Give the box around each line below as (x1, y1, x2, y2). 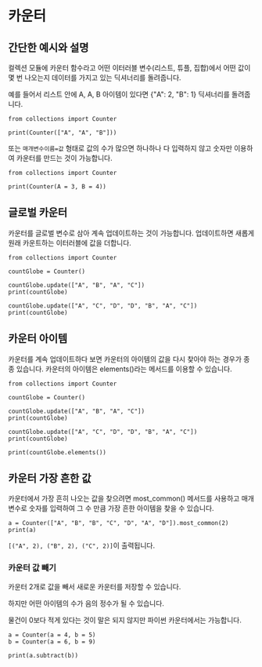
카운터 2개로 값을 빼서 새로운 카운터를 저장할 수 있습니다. (8, 581, 181, 591)
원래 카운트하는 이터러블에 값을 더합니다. (8, 238, 131, 247)
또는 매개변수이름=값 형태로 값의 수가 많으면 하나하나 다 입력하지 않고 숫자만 (8, 144, 233, 153)
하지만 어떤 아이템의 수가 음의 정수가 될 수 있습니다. (8, 598, 164, 608)
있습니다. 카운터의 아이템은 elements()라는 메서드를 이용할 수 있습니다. (16, 364, 232, 374)
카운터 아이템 (8, 332, 68, 345)
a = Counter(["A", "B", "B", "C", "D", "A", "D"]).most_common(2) (8, 519, 229, 527)
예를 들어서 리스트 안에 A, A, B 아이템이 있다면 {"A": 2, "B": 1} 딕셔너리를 (8, 89, 231, 99)
